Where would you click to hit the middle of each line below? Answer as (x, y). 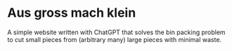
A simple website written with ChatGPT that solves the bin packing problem (117, 32)
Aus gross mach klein (72, 13)
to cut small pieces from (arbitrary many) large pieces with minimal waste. (115, 39)
